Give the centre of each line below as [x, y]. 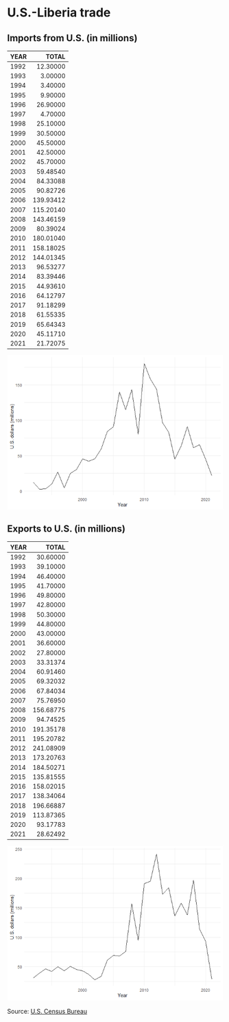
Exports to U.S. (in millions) [66, 529]
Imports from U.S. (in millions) [72, 38]
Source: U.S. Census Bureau [47, 1011]
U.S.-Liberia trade [59, 13]
